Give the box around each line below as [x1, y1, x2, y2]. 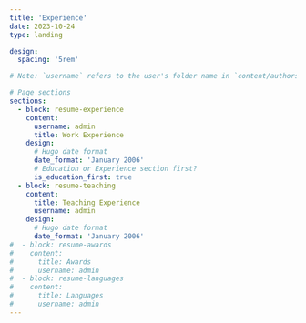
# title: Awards [9, 257, 92, 267]
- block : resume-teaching [17, 181, 117, 190]
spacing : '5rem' [17, 56, 79, 65]
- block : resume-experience [17, 105, 125, 114]
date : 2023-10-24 [9, 22, 76, 31]
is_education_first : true [33, 172, 132, 182]
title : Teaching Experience [33, 197, 141, 207]
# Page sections [9, 88, 71, 97]
